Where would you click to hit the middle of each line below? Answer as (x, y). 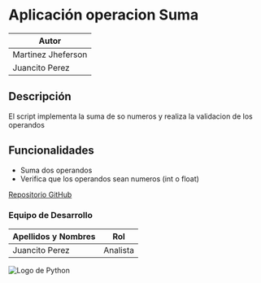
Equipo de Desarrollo (51, 216)
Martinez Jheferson (50, 54)
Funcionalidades (52, 151)
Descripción (40, 96)
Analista (118, 250)
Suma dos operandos (56, 170)
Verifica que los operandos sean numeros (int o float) (109, 179)
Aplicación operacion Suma (104, 15)
